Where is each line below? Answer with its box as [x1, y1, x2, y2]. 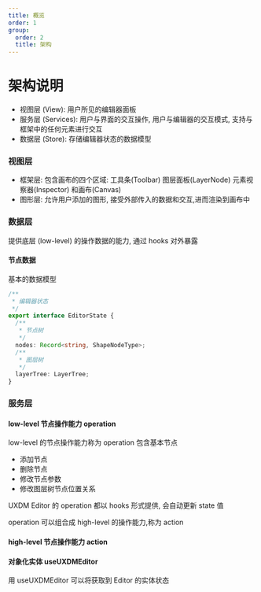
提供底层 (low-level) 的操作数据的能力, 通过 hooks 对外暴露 [8, 235, 198, 245]
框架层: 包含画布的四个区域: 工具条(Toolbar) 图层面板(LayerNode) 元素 [19, 175, 247, 185]
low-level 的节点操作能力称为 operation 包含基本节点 [8, 438, 178, 447]
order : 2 [15, 33, 44, 42]
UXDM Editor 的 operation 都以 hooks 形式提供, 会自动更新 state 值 [8, 501, 224, 510]
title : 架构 [15, 41, 53, 49]
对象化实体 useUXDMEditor [8, 557, 98, 566]
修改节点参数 [19, 474, 61, 484]
